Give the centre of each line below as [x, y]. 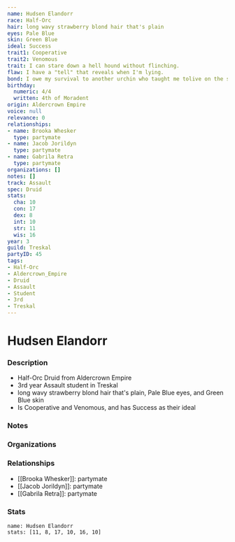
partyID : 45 [24, 255]
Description [28, 363]
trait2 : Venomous [33, 59]
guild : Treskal [29, 248]
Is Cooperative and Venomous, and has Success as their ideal [106, 408]
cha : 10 [25, 202]
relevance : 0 [26, 117]
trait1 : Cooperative [37, 53]
